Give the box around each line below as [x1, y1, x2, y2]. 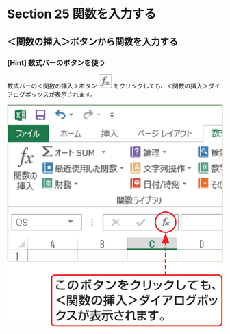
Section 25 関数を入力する [7, 6, 157, 22]
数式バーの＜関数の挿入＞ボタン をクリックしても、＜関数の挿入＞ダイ [7, 82, 221, 90]
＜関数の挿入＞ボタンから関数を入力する [7, 36, 178, 47]
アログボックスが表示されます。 [7, 90, 97, 98]
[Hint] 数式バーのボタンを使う [7, 58, 105, 67]
